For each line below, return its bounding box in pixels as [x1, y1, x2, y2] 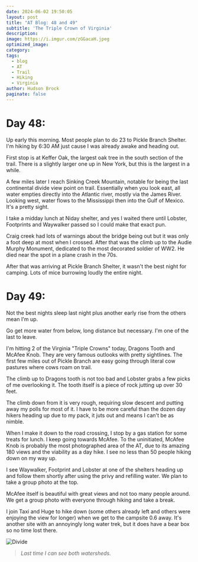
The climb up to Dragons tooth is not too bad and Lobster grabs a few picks [6, 375, 190, 382]
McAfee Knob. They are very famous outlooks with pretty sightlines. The [6, 351, 183, 358]
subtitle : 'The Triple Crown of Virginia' [6, 25, 112, 31]
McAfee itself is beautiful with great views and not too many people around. [6, 490, 190, 497]
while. [6, 166, 21, 173]
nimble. [6, 418, 25, 425]
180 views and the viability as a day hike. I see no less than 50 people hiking [6, 448, 191, 456]
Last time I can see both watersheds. [20, 550, 111, 557]
